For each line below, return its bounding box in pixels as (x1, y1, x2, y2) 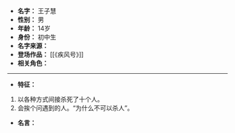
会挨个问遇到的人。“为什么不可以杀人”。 (17, 104, 134, 112)
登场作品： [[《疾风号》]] (17, 50, 84, 58)
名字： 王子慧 (17, 7, 57, 15)
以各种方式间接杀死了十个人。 (17, 95, 104, 103)
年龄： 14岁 (17, 24, 51, 32)
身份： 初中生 (17, 33, 57, 41)
